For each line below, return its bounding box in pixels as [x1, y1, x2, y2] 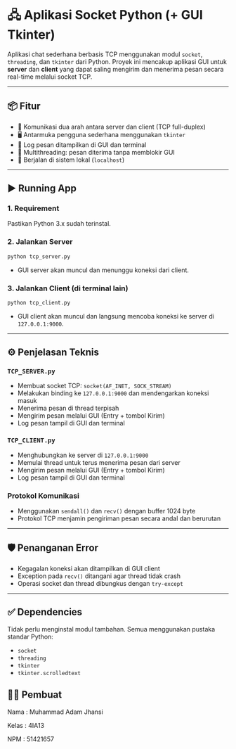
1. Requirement [7, 203, 60, 213]
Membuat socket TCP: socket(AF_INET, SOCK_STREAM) [17, 382, 172, 390]
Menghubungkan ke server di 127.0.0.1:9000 [17, 451, 149, 459]
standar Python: [7, 632, 54, 641]
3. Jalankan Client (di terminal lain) [7, 283, 129, 293]
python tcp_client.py [7, 299, 71, 306]
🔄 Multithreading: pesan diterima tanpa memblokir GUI [17, 148, 176, 156]
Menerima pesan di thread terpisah [17, 404, 119, 413]
